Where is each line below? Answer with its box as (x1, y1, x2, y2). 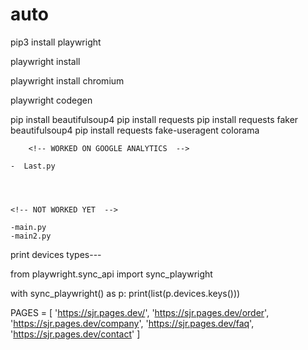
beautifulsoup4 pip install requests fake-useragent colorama (10, 124, 260, 136)
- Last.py (10, 161, 56, 171)
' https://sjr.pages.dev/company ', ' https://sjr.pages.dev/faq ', (10, 317, 255, 329)
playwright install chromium (10, 74, 125, 87)
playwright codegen (10, 94, 93, 106)
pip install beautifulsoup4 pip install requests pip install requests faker (10, 113, 299, 125)
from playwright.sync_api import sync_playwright (10, 268, 213, 280)
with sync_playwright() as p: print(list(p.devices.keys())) (10, 287, 241, 299)
